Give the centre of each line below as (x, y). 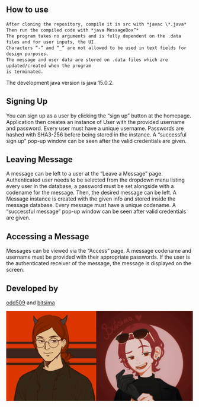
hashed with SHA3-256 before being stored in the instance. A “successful (96, 134)
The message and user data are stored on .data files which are (87, 60)
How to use (27, 10)
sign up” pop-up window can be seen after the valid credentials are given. (97, 141)
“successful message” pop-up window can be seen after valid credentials (96, 212)
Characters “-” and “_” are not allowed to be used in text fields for (96, 48)
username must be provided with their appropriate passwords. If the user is (98, 257)
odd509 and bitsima (31, 303)
